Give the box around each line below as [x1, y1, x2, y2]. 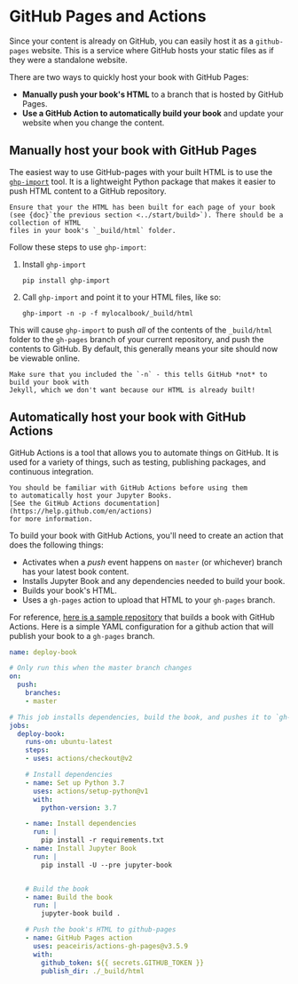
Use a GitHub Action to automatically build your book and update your [21, 108, 284, 118]
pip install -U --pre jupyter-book [41, 860, 173, 869]
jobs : [9, 721, 29, 730]
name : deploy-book [9, 647, 77, 657]
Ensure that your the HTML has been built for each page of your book [9, 203, 276, 212]
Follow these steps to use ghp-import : [9, 242, 147, 252]
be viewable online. [9, 353, 81, 364]
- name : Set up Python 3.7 [25, 778, 125, 788]
